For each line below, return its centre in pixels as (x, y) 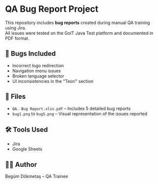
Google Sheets (27, 149)
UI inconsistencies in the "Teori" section (53, 81)
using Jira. (16, 27)
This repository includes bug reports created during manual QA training (78, 23)
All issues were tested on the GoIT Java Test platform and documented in (79, 33)
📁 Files (15, 97)
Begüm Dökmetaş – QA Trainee (37, 176)
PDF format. (17, 38)
